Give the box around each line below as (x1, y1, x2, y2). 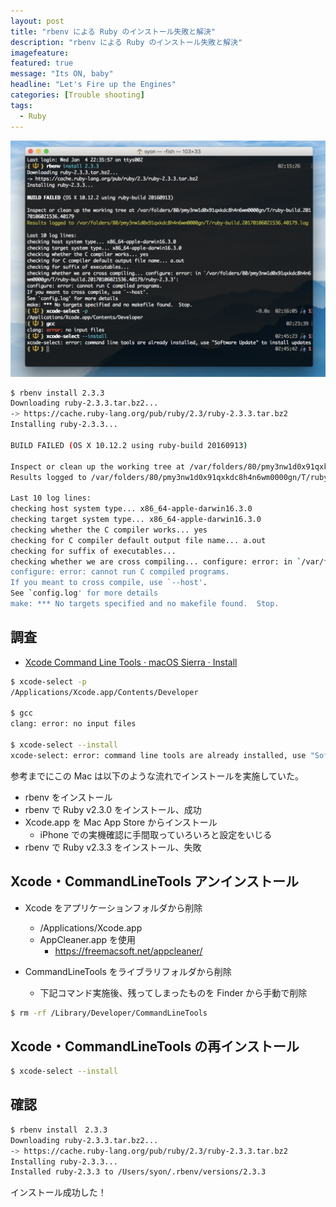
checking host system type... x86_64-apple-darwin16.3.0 (10, 504, 253, 514)
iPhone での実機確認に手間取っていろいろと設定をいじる (39, 828, 273, 840)
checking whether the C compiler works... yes (10, 525, 208, 535)
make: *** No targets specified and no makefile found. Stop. (10, 599, 280, 609)
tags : (10, 100, 33, 110)
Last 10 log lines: (10, 493, 92, 504)
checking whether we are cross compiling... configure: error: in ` (10, 556, 302, 567)
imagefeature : (10, 48, 70, 58)
